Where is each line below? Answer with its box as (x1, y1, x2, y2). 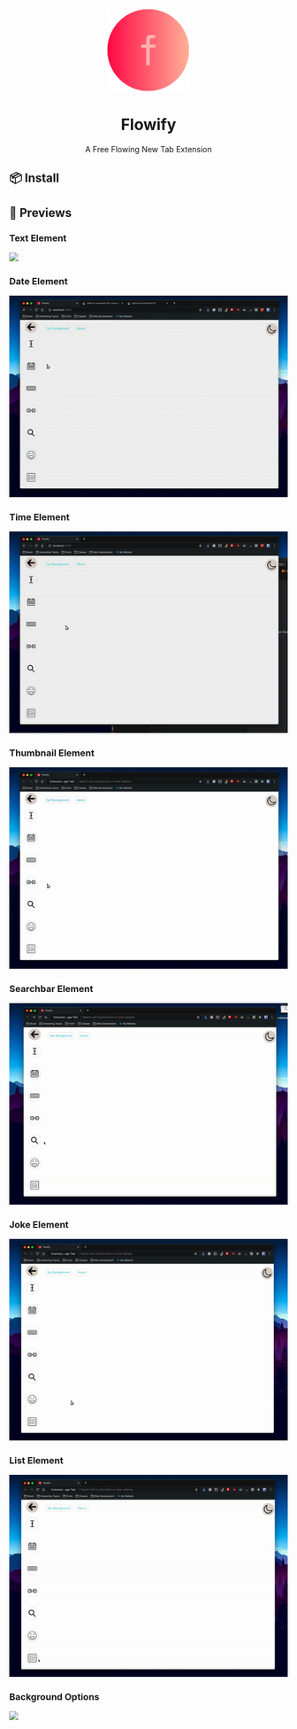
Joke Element (9, 1219, 69, 1230)
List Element (9, 1454, 64, 1467)
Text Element (9, 231, 67, 244)
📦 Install (9, 171, 60, 186)
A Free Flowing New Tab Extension (85, 143, 212, 154)
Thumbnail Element (9, 747, 95, 759)
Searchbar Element (9, 982, 94, 995)
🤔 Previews (9, 205, 72, 221)
